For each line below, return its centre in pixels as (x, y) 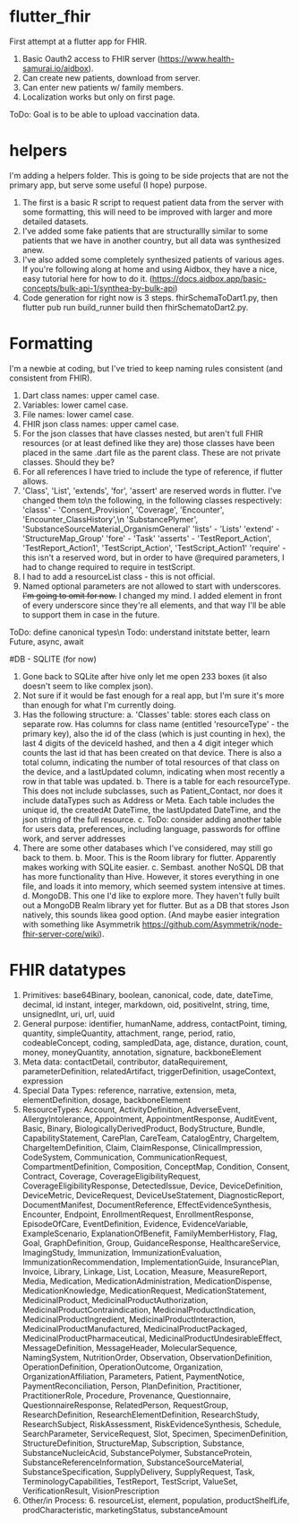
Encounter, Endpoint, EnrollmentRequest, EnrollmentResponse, (138, 1214)
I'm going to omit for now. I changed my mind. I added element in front (152, 595)
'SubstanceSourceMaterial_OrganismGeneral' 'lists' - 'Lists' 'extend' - (151, 529)
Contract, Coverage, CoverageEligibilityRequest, (111, 1176)
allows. (35, 481)
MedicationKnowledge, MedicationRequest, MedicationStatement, (144, 1291)
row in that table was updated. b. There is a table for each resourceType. (156, 781)
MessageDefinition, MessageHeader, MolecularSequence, (129, 1347)
